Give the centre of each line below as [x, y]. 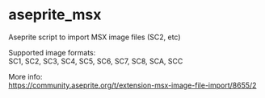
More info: [25, 76]
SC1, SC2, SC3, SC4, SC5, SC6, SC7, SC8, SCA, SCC [96, 61]
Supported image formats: [52, 52]
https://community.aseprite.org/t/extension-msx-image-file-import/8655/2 [132, 85]
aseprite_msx [55, 15]
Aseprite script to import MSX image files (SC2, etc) [95, 37]
